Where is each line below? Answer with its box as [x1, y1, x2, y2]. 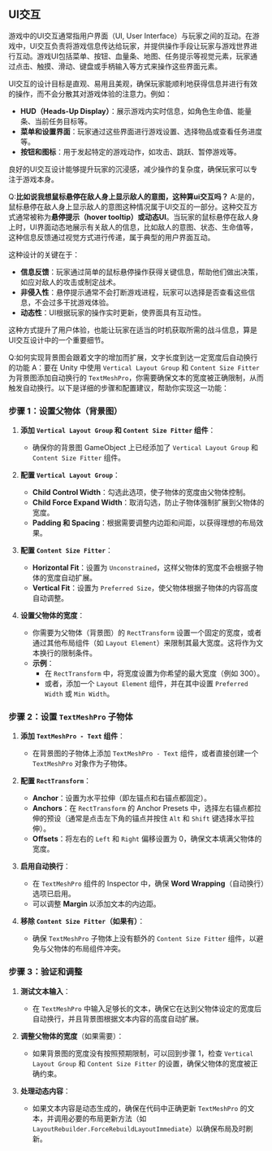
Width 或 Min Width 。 [44, 689, 114, 698]
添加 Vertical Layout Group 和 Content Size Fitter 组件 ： [19, 426, 216, 435]
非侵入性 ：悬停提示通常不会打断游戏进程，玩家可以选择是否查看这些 [19, 287, 248, 297]
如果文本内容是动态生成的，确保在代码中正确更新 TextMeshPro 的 [32, 1103, 248, 1113]
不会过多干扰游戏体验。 [34, 297, 114, 307]
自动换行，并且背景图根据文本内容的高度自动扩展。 [32, 1013, 204, 1023]
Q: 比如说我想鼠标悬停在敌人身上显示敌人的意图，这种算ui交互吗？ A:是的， [8, 191, 259, 201]
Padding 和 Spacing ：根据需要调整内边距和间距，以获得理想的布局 [32, 518, 257, 527]
